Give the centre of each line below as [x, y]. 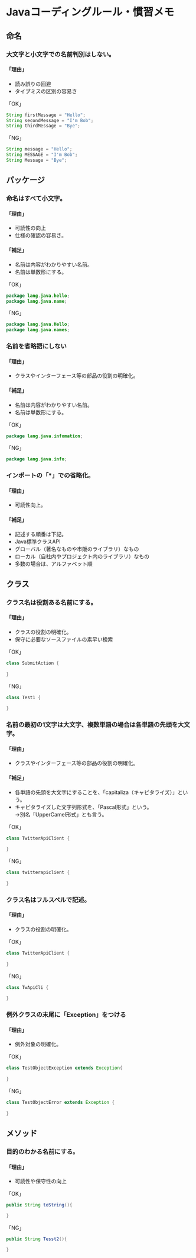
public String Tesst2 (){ [37, 1239]
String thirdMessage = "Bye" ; [43, 126]
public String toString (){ [39, 1205]
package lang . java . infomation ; [45, 436]
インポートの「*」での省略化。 [50, 476]
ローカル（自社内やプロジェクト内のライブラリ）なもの [82, 556]
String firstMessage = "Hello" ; [46, 115]
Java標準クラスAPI [37, 541]
